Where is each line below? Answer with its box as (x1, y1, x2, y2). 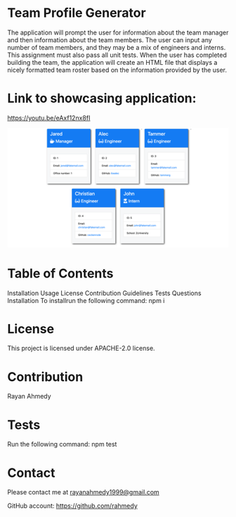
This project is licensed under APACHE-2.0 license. (7, 344, 156, 353)
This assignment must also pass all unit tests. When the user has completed (7, 51, 227, 59)
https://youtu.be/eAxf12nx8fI (7, 113, 91, 122)
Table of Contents (7, 266, 114, 281)
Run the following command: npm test (7, 440, 117, 449)
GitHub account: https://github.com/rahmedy (7, 502, 138, 510)
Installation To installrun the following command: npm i (7, 296, 165, 304)
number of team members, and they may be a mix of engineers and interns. (7, 43, 226, 51)
